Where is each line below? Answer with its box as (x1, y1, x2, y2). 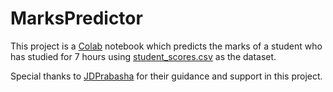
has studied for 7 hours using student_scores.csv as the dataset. (10, 50, 277, 62)
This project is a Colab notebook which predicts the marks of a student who (10, 40, 323, 52)
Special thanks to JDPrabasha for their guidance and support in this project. (10, 70, 323, 82)
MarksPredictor (10, 7, 143, 30)
